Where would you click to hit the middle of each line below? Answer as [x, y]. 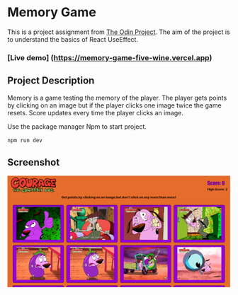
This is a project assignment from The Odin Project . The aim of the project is [119, 32]
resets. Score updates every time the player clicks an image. [96, 112]
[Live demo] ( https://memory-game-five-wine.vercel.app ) [110, 57]
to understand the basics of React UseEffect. [73, 39]
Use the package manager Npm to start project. [77, 126]
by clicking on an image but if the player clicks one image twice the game [114, 105]
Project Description [51, 81]
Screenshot [34, 162]
